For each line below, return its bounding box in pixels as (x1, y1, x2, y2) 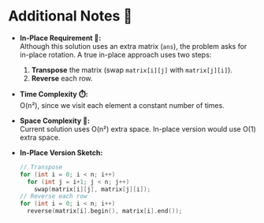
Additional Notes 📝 (8, 7, 132, 25)
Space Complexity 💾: (19, 116, 91, 125)
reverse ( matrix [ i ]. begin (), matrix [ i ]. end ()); (27, 207, 183, 215)
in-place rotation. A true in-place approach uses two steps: (19, 50, 212, 59)
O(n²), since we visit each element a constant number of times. (19, 100, 225, 110)
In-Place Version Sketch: (19, 147, 103, 157)
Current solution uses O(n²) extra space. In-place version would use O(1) (19, 124, 256, 133)
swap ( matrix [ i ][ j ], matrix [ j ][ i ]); (34, 185, 151, 193)
